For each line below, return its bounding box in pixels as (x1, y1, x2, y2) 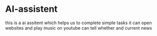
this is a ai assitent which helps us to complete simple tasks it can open (5, 20, 152, 26)
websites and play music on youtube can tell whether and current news (5, 25, 152, 31)
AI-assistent (5, 3, 58, 15)
